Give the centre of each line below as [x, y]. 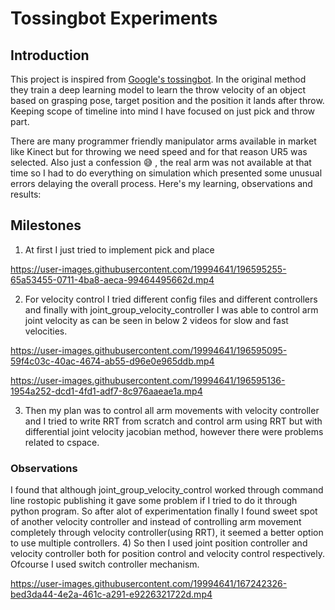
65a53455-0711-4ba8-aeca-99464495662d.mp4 [112, 279]
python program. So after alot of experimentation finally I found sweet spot [164, 511]
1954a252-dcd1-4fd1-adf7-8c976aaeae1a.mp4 [106, 391]
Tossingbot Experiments [114, 18]
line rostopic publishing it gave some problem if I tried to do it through [154, 501]
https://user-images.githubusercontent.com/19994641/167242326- [149, 584]
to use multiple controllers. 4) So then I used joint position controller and [159, 543]
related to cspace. [62, 442]
